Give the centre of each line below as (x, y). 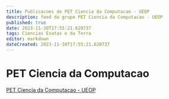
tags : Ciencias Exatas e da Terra (49, 34)
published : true (26, 22)
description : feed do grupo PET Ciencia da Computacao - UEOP (84, 17)
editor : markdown (28, 39)
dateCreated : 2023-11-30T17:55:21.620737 (58, 45)
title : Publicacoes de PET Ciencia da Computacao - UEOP (78, 11)
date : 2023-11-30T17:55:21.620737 (49, 28)
